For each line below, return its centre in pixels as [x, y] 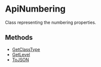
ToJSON [20, 60]
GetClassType [26, 49]
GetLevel [21, 54]
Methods [19, 38]
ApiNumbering [35, 9]
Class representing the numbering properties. [50, 22]
